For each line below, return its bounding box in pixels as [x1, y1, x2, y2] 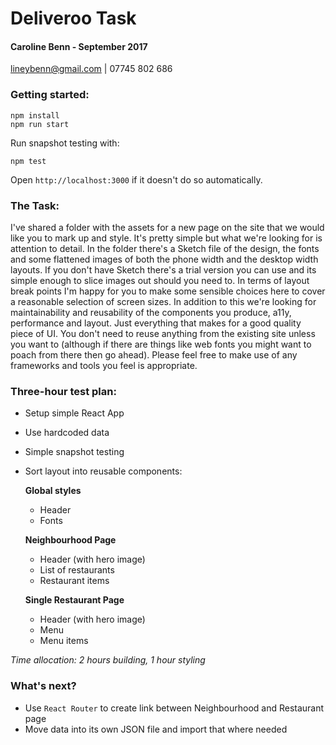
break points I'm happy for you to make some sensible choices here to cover [10, 285, 326, 297]
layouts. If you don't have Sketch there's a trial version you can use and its [10, 263, 317, 276]
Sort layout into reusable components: [24, 465, 183, 477]
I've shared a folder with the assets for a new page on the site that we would [10, 221, 325, 233]
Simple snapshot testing [24, 446, 125, 458]
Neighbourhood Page [24, 534, 117, 546]
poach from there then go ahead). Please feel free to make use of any [10, 348, 298, 361]
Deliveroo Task [10, 7, 137, 30]
